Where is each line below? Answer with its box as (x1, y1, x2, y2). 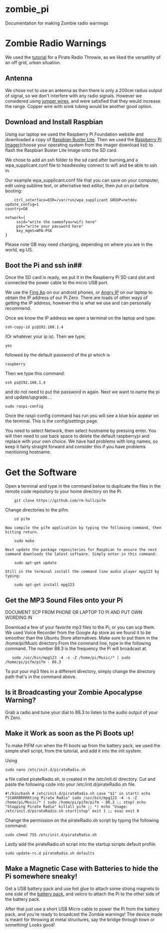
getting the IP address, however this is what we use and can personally (5, 300, 152, 306)
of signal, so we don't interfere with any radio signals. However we (5, 93, 142, 99)
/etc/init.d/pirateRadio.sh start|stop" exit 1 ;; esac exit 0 (5, 808, 140, 813)
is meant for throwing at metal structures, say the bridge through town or (5, 916, 155, 922)
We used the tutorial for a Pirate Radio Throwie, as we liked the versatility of (5, 54, 161, 60)
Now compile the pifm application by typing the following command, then (5, 525, 162, 530)
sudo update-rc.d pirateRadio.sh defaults (5, 850, 95, 856)
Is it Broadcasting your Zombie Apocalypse (5, 688, 143, 697)
